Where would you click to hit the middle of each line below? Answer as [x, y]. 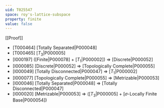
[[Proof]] [14, 38]
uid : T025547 [19, 10]
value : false [19, 24]
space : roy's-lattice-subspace [38, 14]
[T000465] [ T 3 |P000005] [39, 54]
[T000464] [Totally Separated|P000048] [55, 47]
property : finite [23, 19]
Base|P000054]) [30, 100]
